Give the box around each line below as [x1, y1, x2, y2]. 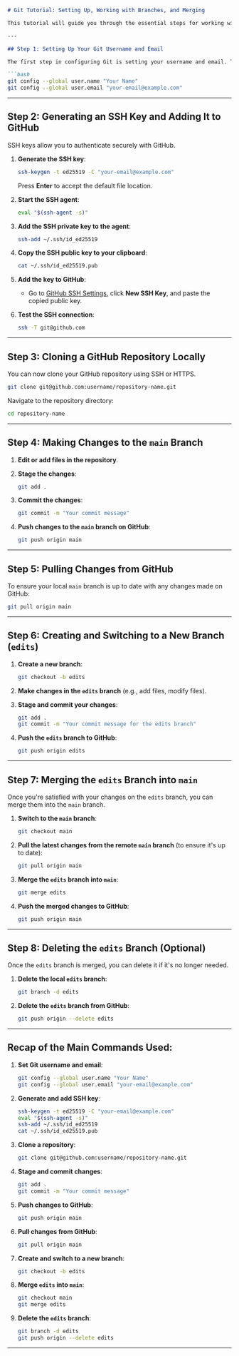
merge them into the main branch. [7, 800, 105, 809]
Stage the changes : [17, 469, 77, 478]
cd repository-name [7, 410, 65, 417]
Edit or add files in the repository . [17, 455, 119, 464]
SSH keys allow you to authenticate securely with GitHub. [7, 141, 176, 149]
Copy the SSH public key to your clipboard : [17, 248, 147, 257]
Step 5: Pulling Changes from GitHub [7, 563, 174, 575]
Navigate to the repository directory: [7, 396, 114, 404]
